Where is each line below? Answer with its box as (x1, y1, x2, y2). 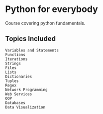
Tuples (5, 78, 19, 83)
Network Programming (5, 87, 48, 92)
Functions (5, 52, 26, 57)
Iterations (5, 56, 28, 61)
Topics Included (5, 34, 56, 43)
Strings (5, 61, 21, 66)
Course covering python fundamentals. (5, 20, 86, 26)
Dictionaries (5, 74, 32, 79)
